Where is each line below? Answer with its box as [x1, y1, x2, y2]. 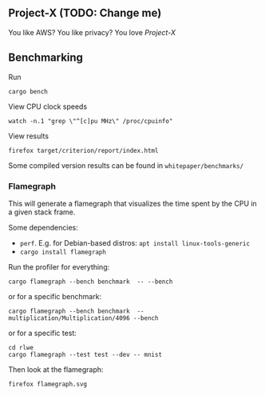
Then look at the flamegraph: [8, 364, 104, 374]
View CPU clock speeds [8, 102, 88, 111]
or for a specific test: [8, 328, 77, 338]
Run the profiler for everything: [8, 262, 110, 271]
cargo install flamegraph [19, 248, 106, 256]
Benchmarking [8, 51, 84, 65]
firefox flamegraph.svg [8, 380, 88, 388]
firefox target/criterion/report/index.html [8, 146, 159, 154]
